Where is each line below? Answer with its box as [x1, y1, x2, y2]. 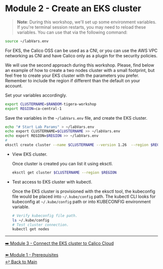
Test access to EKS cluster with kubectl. [12, 179, 93, 185]
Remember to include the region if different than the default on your [5, 77, 141, 83]
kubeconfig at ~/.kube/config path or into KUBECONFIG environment [12, 198, 151, 204]
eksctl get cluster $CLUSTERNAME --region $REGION [12, 170, 117, 175]
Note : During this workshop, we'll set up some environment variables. [16, 19, 157, 25]
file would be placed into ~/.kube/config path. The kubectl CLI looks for [12, 193, 156, 199]
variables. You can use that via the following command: [16, 29, 128, 35]
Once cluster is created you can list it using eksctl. [12, 161, 113, 166]
